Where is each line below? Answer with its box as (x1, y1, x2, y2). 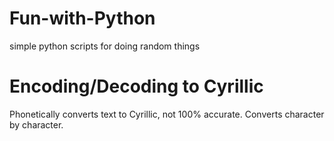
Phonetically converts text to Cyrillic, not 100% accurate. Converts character (9, 108, 325, 120)
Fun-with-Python (9, 7, 156, 30)
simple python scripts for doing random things (9, 40, 201, 52)
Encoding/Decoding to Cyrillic (9, 75, 264, 98)
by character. (9, 118, 64, 131)
